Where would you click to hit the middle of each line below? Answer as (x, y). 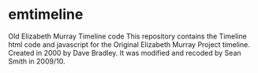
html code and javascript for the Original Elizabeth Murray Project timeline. (129, 44)
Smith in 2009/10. (37, 61)
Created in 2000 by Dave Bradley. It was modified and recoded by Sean (125, 53)
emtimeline (46, 15)
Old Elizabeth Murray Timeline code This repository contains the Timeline (127, 36)
